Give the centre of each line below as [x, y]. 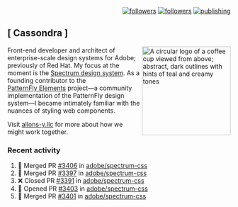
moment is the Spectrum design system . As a [74, 73]
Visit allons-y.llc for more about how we [65, 124]
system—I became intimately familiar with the [74, 103]
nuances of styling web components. [61, 111]
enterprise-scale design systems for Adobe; [72, 57]
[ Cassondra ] [38, 33]
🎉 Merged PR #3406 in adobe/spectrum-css [82, 166]
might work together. [38, 132]
